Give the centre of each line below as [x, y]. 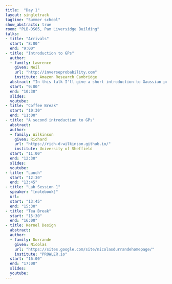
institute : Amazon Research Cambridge [56, 77]
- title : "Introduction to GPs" [40, 53]
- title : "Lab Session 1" [33, 187]
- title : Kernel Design [31, 225]
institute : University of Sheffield [54, 149]
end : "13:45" [24, 182]
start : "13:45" [26, 201]
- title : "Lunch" [24, 173]
